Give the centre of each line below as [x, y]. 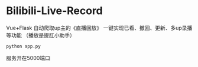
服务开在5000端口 [28, 58]
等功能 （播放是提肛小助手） [40, 35]
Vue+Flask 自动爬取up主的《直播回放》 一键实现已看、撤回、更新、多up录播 [99, 28]
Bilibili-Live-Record [55, 11]
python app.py [24, 46]
